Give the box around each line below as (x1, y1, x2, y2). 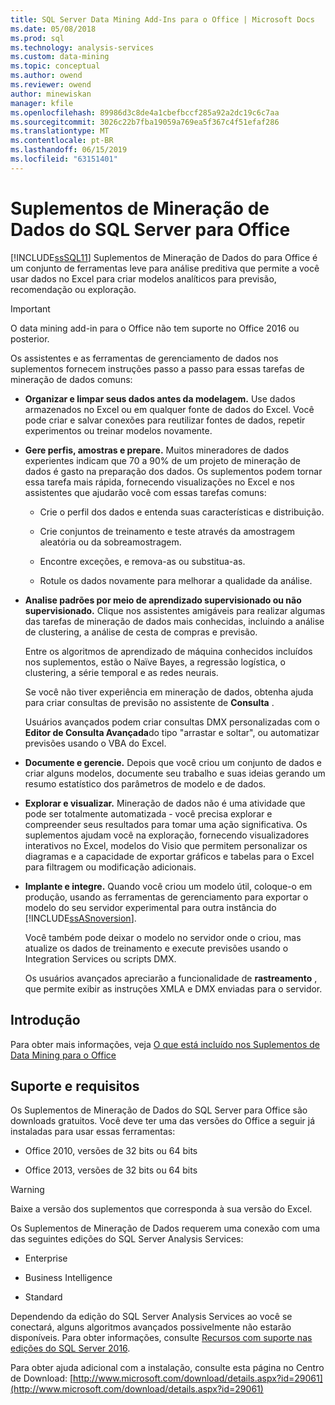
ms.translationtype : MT (10, 126, 110, 136)
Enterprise (24, 1252, 68, 1265)
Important (10, 302, 51, 315)
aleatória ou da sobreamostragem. (39, 536, 182, 548)
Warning (10, 1184, 45, 1196)
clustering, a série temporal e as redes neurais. (24, 666, 219, 678)
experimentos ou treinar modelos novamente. (24, 424, 213, 436)
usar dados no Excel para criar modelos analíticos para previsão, (10, 272, 277, 285)
